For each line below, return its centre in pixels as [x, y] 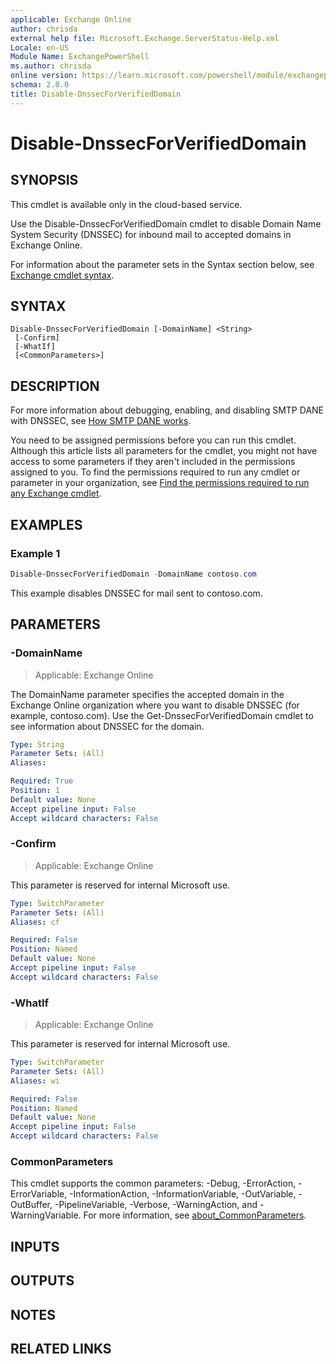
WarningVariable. [46, 1215]
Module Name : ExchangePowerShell [80, 57]
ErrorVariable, [39, 1194]
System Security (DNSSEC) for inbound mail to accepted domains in [151, 234]
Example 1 [35, 553]
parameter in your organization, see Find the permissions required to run [160, 483]
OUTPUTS [42, 1281]
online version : [44, 76]
